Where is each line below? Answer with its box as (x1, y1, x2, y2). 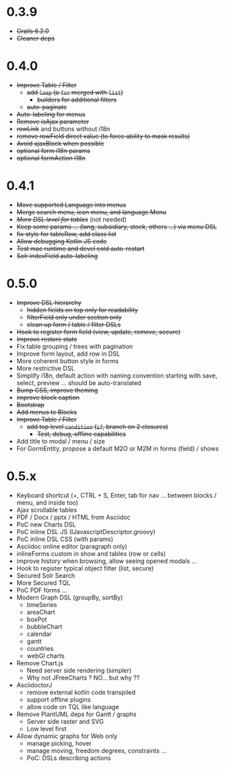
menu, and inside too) (16, 498, 78, 507)
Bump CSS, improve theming (16, 386, 98, 394)
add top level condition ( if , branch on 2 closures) (26, 422, 169, 431)
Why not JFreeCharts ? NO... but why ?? (26, 674, 140, 682)
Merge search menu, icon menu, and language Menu (16, 207, 166, 216)
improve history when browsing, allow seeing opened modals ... (16, 557, 197, 565)
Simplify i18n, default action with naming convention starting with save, (16, 371, 218, 380)
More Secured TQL (16, 578, 71, 587)
